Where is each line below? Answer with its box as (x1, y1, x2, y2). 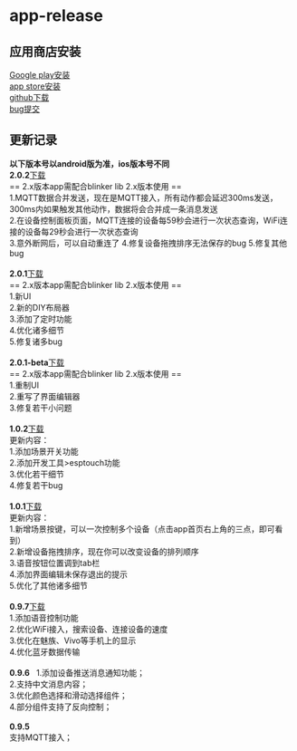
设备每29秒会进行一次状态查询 (24, 226, 139, 236)
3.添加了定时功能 (9, 313, 72, 324)
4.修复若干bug (9, 479, 63, 490)
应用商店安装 (9, 43, 81, 59)
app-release (9, 5, 104, 26)
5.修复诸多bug (9, 336, 63, 347)
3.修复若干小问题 (9, 402, 72, 413)
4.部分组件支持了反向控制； (9, 701, 112, 712)
